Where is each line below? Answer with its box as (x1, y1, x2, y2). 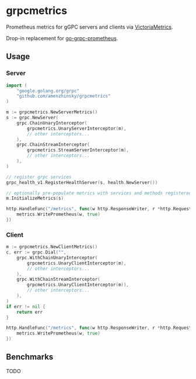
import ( (6, 82, 27, 88)
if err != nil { (6, 304, 45, 310)
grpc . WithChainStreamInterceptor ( (16, 276, 100, 283)
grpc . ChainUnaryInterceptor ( (16, 120, 87, 126)
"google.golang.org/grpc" (16, 88, 80, 94)
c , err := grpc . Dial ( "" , (6, 249, 66, 255)
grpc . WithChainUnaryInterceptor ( (16, 255, 98, 260)
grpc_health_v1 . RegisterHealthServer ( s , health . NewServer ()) (6, 179, 158, 185)
